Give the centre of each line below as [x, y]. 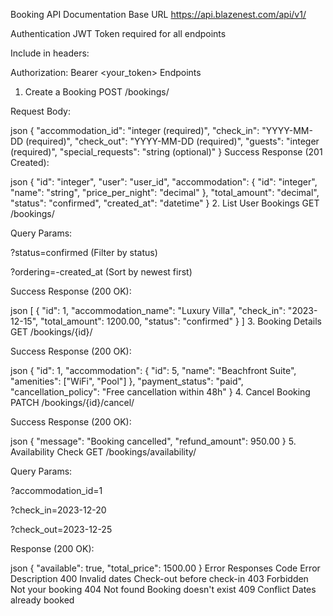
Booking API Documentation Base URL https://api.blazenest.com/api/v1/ [158, 14]
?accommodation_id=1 [56, 490]
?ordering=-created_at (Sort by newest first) [101, 272]
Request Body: [40, 111]
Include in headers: [50, 53]
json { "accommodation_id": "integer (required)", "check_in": [135, 130]
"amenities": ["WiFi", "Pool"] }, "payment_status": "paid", [127, 381]
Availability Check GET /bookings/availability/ [103, 452]
